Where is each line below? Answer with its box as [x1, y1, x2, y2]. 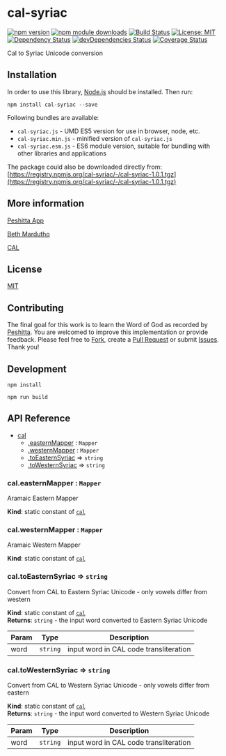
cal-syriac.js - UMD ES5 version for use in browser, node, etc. [17, 127, 200, 135]
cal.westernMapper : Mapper [7, 525, 103, 535]
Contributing [7, 302, 64, 314]
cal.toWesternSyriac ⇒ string [7, 665, 111, 674]
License [7, 263, 42, 275]
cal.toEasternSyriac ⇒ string [7, 572, 108, 582]
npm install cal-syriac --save [7, 101, 98, 108]
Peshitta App [7, 216, 44, 225]
